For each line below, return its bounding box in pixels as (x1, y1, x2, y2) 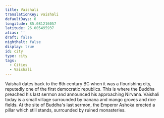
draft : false (5, 35, 32, 40)
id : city (5, 49, 23, 54)
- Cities (9, 62, 28, 67)
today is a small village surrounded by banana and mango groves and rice (5, 97, 156, 102)
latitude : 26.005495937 (5, 26, 55, 31)
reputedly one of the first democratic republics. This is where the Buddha (5, 86, 155, 92)
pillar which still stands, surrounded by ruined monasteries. (5, 107, 126, 113)
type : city (5, 53, 28, 59)
